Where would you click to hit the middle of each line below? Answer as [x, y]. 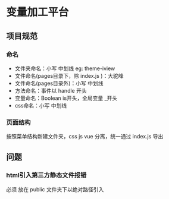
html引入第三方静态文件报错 [46, 175]
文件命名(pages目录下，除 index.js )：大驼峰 [69, 75]
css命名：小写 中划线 [41, 105]
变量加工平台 [38, 12]
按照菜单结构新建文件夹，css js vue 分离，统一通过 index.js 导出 [85, 137]
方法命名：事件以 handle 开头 [51, 90]
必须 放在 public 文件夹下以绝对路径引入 [55, 189]
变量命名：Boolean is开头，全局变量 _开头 [66, 98]
